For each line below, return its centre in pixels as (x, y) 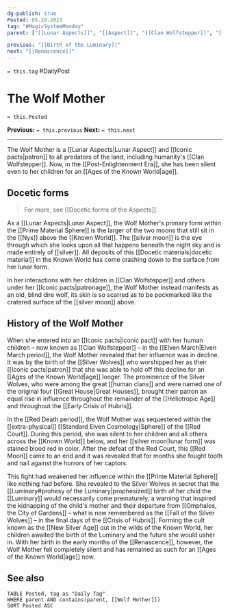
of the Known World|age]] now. (51, 557)
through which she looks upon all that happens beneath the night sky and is (114, 245)
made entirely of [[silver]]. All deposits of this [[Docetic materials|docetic (110, 252)
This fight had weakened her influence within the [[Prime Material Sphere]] (113, 476)
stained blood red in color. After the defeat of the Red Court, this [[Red (106, 448)
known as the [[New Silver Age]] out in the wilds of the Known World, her (110, 527)
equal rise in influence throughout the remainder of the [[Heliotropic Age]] (111, 399)
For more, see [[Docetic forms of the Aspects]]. (91, 210)
